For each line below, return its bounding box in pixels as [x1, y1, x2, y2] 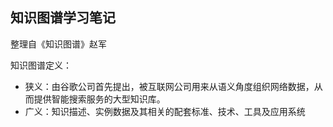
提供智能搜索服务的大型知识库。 [33, 93, 166, 105]
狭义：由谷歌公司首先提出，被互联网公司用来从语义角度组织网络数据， [24, 80, 315, 92]
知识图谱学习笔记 [10, 9, 116, 27]
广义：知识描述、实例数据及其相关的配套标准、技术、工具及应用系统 [24, 105, 306, 117]
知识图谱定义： [10, 59, 72, 71]
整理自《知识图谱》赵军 [10, 38, 107, 50]
